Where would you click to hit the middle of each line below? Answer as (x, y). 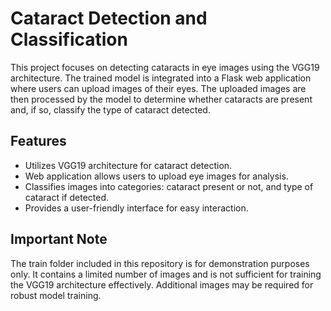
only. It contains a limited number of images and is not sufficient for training (166, 274)
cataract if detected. (67, 197)
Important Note (59, 239)
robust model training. (56, 295)
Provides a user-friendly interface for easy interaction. (136, 208)
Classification (69, 39)
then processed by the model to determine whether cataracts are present (161, 99)
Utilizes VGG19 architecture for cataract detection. (128, 165)
